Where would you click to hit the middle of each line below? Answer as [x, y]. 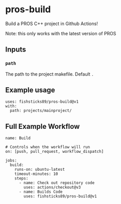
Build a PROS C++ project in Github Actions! [52, 24]
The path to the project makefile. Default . [50, 74]
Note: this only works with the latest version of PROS [61, 33]
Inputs [16, 50]
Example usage [30, 90]
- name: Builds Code [41, 192]
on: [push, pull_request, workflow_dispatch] [54, 152]
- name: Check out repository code [57, 183]
